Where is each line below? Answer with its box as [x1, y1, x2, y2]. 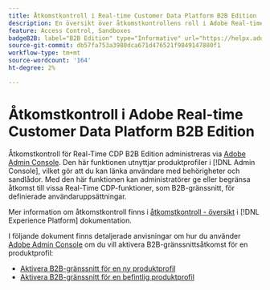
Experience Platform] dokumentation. [8, 215, 133, 225]
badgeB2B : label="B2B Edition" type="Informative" [8, 34, 182, 42]
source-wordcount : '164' [8, 57, 92, 65]
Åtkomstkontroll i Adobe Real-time [8, 105, 243, 123]
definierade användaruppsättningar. [8, 191, 127, 201]
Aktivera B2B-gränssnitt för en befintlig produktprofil [19, 272, 195, 281]
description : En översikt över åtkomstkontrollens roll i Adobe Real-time [8, 19, 264, 27]
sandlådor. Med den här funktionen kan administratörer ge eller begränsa [8, 174, 251, 184]
